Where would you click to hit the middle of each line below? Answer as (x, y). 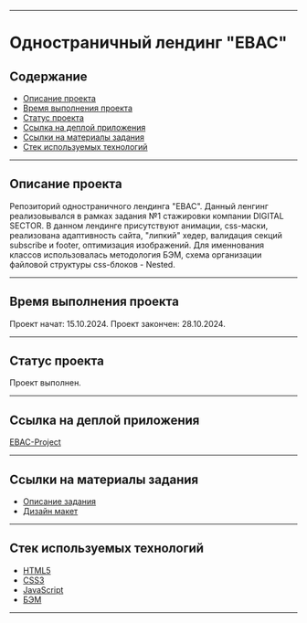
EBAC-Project (35, 442)
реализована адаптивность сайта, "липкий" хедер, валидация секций (146, 235)
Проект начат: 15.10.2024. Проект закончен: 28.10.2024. (117, 323)
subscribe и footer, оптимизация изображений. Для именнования (137, 245)
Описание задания (59, 502)
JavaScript (43, 589)
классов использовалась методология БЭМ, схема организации (136, 254)
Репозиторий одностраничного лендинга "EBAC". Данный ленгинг (139, 206)
